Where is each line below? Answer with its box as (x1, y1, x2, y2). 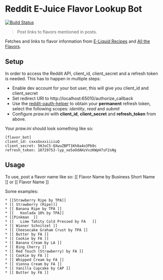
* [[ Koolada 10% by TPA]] (5, 210, 64, 215)
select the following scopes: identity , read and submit (12, 105, 120, 111)
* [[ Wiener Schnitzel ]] (5, 223, 57, 228)
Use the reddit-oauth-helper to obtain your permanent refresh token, (12, 101, 151, 106)
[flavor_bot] (5, 135, 32, 140)
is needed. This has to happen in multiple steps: (5, 75, 101, 81)
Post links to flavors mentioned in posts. (17, 29, 97, 35)
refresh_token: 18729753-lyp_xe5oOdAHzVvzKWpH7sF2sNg (5, 147, 117, 153)
